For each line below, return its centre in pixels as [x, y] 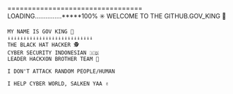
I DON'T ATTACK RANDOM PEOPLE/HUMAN [61, 71]
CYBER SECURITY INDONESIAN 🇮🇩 [53, 53]
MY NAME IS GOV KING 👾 [41, 32]
